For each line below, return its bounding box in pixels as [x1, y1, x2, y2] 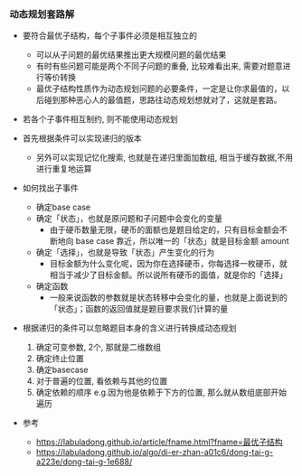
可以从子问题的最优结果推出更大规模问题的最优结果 [35, 50, 227, 61]
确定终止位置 [35, 353, 84, 364]
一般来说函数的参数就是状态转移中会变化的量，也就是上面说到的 [49, 292, 288, 303]
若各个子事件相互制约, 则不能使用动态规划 [22, 114, 178, 125]
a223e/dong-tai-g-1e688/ [35, 456, 133, 467]
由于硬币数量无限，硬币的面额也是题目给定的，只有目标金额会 [49, 224, 280, 236]
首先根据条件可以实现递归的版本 [22, 133, 142, 144]
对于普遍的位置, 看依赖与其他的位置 [35, 376, 168, 387]
